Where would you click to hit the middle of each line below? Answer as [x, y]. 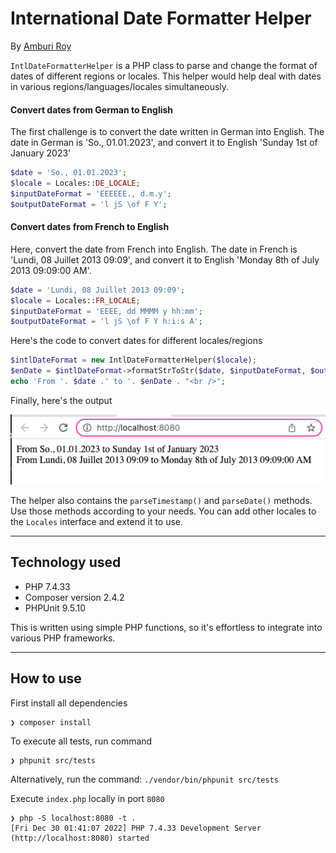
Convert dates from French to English [90, 227]
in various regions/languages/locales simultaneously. [120, 86]
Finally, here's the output [61, 400]
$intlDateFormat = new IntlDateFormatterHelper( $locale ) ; [133, 360]
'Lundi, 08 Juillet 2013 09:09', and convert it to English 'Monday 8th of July [165, 259]
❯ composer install [51, 722]
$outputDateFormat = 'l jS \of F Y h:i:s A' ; [106, 322]
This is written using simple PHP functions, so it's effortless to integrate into [166, 627]
